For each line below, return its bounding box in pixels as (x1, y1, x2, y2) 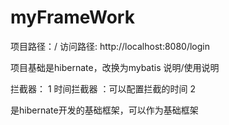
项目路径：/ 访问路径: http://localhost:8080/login (10, 40, 210, 52)
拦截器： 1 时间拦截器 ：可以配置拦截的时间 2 (10, 82, 196, 95)
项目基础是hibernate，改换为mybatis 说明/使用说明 (10, 61, 220, 73)
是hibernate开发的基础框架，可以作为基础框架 (10, 104, 199, 116)
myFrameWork (10, 6, 135, 29)
